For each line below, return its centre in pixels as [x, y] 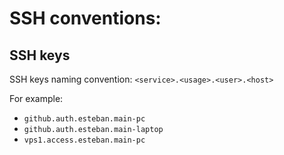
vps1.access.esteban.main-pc [84, 140]
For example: [36, 98]
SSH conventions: [85, 18]
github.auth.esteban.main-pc [84, 119]
